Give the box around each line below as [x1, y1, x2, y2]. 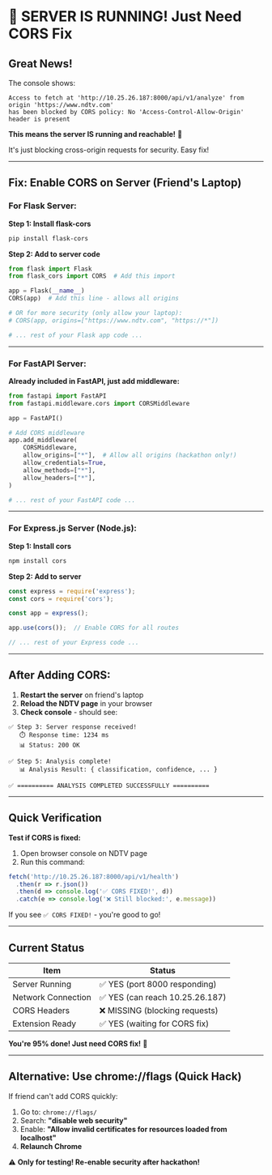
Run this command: [19, 857, 85, 866]
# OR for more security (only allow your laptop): [8, 309, 183, 317]
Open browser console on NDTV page [19, 848, 148, 858]
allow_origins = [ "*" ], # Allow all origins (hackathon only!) [23, 451, 237, 460]
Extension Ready [12, 1018, 77, 1029]
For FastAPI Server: [8, 358, 87, 369]
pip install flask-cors [8, 234, 89, 242]
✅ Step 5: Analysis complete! [8, 757, 112, 765]
